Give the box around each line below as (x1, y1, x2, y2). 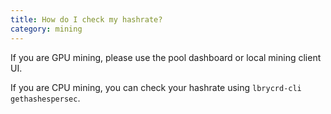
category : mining (10, 24, 83, 34)
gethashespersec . (10, 92, 81, 104)
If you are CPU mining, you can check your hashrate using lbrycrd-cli (10, 81, 302, 93)
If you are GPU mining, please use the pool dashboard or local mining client (10, 51, 322, 63)
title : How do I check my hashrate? (10, 14, 163, 25)
